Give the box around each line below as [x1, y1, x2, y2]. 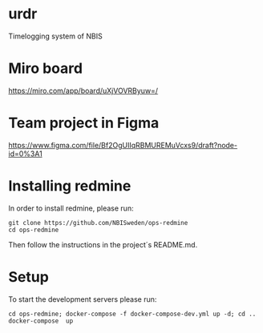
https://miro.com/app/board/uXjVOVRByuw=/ [8, 86, 159, 95]
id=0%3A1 [8, 149, 42, 158]
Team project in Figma [8, 114, 160, 132]
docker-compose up [8, 317, 74, 325]
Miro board [8, 59, 83, 78]
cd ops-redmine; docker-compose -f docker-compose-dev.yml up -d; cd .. [8, 310, 257, 318]
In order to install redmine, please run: [8, 203, 134, 213]
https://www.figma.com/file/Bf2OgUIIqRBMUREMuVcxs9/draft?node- [8, 140, 238, 150]
